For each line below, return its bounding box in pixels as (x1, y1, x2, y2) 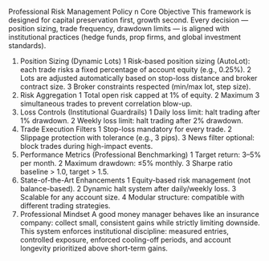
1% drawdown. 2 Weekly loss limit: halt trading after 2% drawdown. (19, 116, 243, 125)
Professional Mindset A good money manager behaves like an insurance (19, 210, 259, 219)
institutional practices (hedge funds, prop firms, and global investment (8, 32, 241, 42)
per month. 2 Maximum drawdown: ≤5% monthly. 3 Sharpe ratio (19, 159, 233, 167)
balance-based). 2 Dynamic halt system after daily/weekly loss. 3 (19, 184, 237, 193)
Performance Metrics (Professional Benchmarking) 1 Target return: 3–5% (19, 150, 262, 159)
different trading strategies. (19, 201, 111, 211)
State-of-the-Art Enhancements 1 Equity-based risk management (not (19, 175, 251, 185)
